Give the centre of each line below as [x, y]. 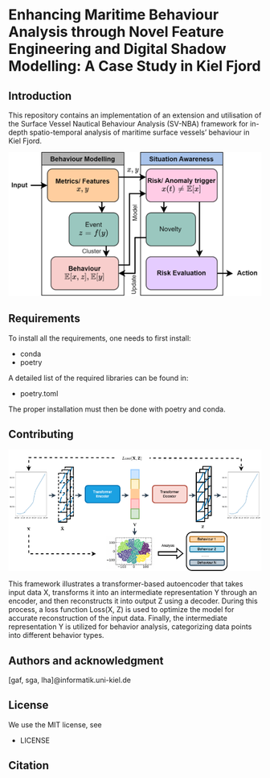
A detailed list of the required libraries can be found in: [98, 378]
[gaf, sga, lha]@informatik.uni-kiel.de [70, 680]
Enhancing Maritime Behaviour [114, 15]
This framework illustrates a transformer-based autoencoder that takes [126, 584]
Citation [29, 766]
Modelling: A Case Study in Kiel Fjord [135, 66]
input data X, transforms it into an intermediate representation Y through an [133, 593]
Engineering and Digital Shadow [117, 49]
